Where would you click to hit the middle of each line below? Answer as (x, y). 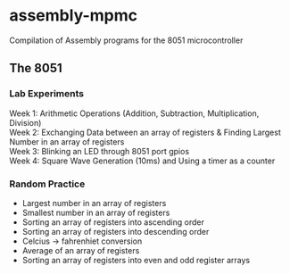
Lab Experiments (47, 94)
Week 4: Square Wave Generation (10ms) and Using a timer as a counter (142, 161)
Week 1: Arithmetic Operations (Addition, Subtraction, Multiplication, (134, 113)
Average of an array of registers (81, 250)
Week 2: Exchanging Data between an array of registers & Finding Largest (145, 132)
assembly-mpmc (74, 16)
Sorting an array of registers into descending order (116, 231)
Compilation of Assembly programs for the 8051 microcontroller (126, 40)
